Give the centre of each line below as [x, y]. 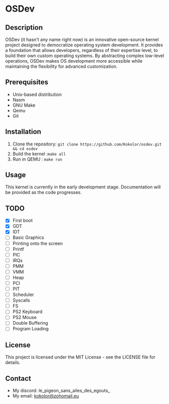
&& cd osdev [25, 149]
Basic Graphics [28, 237]
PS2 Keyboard [27, 312]
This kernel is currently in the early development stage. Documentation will [83, 187]
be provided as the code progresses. [44, 192]
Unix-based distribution [37, 94]
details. [13, 363]
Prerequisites [27, 82]
